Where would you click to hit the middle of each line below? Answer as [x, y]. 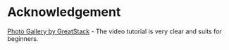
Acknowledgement [64, 12]
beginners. [23, 38]
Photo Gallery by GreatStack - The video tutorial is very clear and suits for [114, 31]
